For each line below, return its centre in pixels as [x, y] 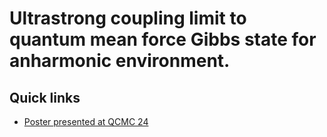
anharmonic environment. [120, 61]
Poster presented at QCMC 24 [86, 121]
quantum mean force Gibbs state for [163, 39]
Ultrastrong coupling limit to [128, 18]
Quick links [45, 97]
